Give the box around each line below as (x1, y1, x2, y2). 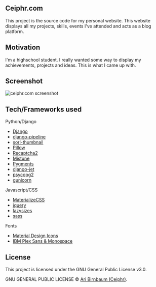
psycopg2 (12, 171, 34, 178)
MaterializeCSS (12, 197, 45, 203)
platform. (5, 28, 24, 35)
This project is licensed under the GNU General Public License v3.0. (5, 267, 147, 273)
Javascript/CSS (5, 187, 38, 193)
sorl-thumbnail (12, 139, 44, 146)
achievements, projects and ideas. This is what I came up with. (5, 62, 136, 68)
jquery (12, 202, 26, 208)
